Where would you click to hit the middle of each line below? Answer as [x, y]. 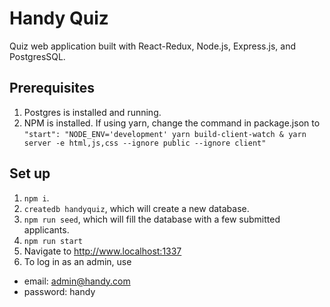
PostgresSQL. [37, 56]
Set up [30, 173]
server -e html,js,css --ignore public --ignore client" [145, 143]
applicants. [46, 229]
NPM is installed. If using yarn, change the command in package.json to [172, 123]
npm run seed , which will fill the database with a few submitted [152, 219]
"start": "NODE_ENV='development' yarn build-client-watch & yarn [165, 134]
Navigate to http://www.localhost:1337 [102, 251]
